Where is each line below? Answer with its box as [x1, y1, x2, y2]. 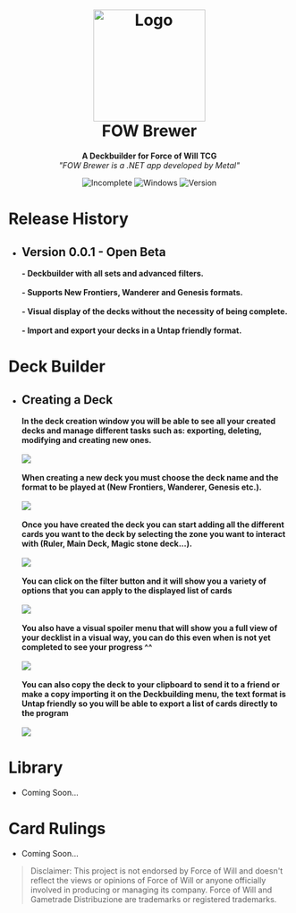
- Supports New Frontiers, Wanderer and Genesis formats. [21, 286, 243, 297]
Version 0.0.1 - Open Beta [21, 244, 166, 260]
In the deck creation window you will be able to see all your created [21, 415, 276, 426]
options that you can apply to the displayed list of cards [21, 584, 233, 595]
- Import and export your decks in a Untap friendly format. [21, 325, 242, 336]
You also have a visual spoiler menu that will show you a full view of [21, 622, 278, 633]
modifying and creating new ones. [21, 434, 152, 445]
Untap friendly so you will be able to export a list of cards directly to [21, 698, 278, 709]
